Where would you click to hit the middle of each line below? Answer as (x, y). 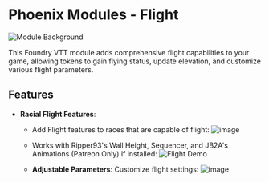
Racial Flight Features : (58, 114)
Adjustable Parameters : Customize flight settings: (115, 169)
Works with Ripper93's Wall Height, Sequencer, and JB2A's (130, 145)
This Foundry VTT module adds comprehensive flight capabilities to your (129, 52)
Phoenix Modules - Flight (94, 15)
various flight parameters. (51, 69)
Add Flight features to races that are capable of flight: (121, 129)
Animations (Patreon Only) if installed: (95, 153)
